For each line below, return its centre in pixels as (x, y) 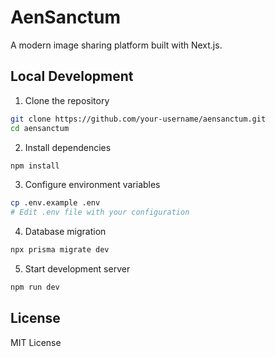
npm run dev (35, 287)
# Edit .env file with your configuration (100, 212)
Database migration (65, 232)
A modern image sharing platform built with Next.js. (116, 45)
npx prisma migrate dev (60, 250)
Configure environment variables (92, 185)
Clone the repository (67, 100)
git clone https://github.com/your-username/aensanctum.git (138, 119)
